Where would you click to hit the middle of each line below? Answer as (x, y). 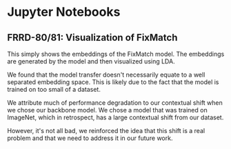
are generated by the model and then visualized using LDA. (91, 61)
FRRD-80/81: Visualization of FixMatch (92, 38)
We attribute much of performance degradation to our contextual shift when (115, 103)
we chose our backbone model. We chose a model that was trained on (108, 110)
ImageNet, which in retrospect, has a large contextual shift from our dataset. (115, 117)
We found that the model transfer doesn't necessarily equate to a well (106, 74)
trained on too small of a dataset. (54, 89)
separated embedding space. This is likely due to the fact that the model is (113, 82)
